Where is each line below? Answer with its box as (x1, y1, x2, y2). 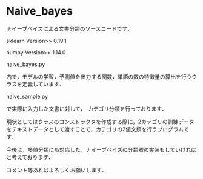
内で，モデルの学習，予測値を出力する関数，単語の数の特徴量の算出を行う (6, 73, 192, 80)
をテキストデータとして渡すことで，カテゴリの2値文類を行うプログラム (6, 125, 184, 132)
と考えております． (6, 153, 54, 161)
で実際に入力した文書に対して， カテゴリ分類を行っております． (6, 105, 167, 112)
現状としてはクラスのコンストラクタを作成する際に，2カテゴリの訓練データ (6, 118, 195, 125)
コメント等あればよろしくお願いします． (6, 166, 107, 174)
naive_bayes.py (6, 60, 45, 68)
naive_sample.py (6, 93, 48, 100)
